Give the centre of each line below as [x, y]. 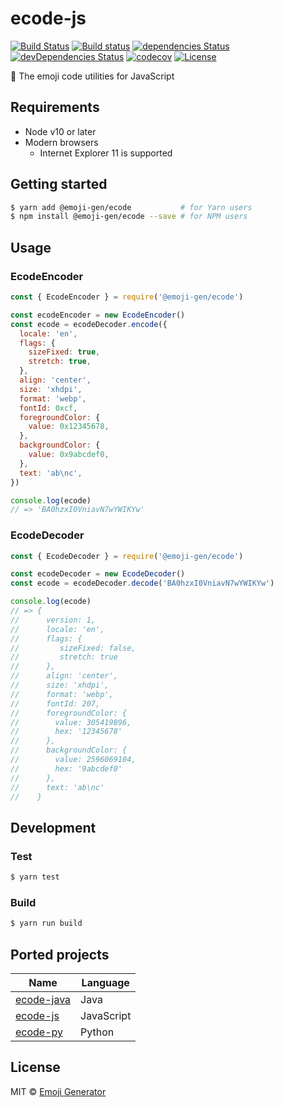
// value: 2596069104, [73, 760]
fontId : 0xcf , [48, 408]
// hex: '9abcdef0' [66, 768]
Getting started [59, 184]
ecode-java [43, 999]
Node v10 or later [60, 131]
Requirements [55, 107]
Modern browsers [61, 142]
